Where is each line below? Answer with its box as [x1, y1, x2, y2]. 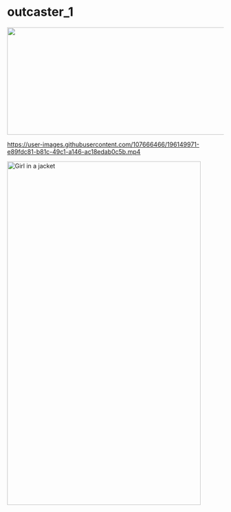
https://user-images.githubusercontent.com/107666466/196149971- [7, 140, 200, 148]
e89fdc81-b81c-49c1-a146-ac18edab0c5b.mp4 [7, 147, 141, 155]
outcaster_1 [7, 4, 74, 20]
